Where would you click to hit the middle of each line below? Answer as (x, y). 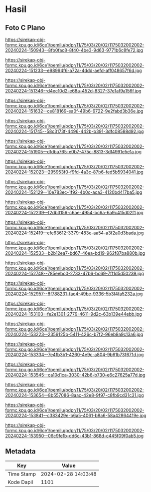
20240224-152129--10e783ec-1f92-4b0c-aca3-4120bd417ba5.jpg (74, 192)
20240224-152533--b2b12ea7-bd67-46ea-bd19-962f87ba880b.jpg (75, 253)
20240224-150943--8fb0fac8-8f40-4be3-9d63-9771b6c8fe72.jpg (74, 50)
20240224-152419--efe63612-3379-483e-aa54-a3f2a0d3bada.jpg (75, 233)
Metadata (20, 451)
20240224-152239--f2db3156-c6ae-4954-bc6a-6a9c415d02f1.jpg (74, 213)
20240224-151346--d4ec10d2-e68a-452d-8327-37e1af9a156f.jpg (73, 91)
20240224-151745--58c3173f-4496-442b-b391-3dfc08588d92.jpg (75, 131)
